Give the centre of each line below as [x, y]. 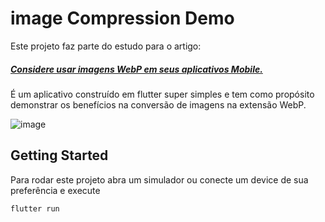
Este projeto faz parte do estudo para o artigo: [106, 46]
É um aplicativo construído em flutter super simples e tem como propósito [162, 94]
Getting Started [59, 155]
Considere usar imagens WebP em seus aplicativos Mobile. [136, 69]
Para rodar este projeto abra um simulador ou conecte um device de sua [159, 179]
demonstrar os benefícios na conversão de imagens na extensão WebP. [158, 104]
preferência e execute [55, 190]
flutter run [35, 208]
